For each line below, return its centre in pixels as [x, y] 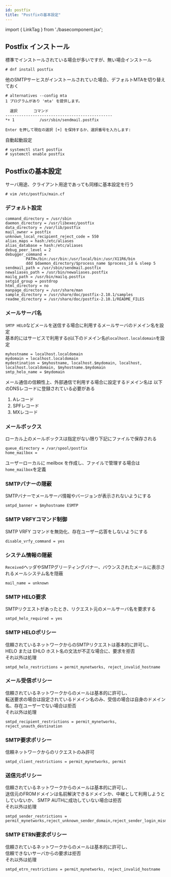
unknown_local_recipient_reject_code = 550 [52, 237]
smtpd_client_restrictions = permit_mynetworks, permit [66, 762]
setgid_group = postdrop [32, 282]
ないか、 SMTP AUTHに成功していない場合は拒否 [70, 800]
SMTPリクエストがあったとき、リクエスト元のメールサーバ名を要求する [81, 609]
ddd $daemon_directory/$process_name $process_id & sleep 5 [91, 264]
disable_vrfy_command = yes [35, 541]
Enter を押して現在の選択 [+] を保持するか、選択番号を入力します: [68, 130]
